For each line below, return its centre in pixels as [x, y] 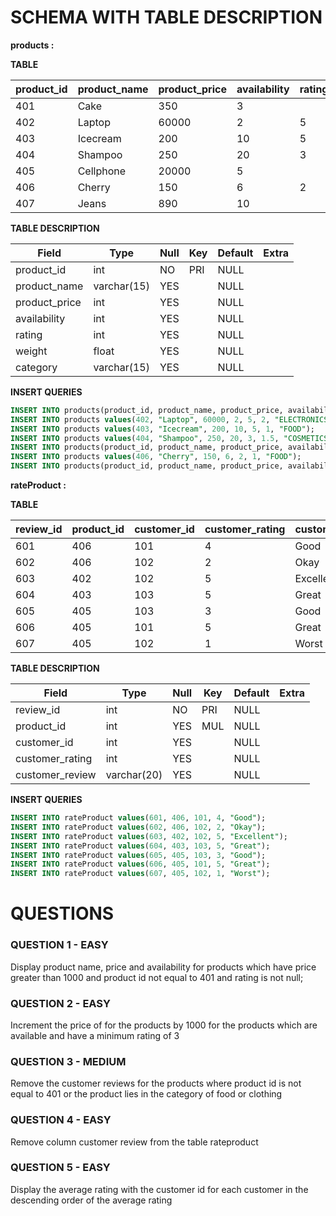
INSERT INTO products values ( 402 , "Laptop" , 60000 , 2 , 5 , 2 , [140, 419]
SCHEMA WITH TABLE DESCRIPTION [166, 17]
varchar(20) [134, 775]
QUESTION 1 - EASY [59, 945]
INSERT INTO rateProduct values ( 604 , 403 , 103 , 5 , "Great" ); [140, 846]
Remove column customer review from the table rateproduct [134, 1142]
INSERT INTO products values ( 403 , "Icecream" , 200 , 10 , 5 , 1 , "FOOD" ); [162, 429]
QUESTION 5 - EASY [60, 1168]
